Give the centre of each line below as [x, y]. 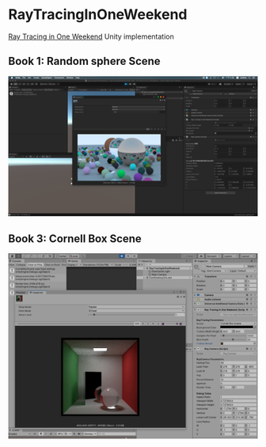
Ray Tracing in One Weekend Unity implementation [91, 36]
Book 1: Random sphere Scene [84, 61]
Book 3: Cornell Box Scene [75, 239]
